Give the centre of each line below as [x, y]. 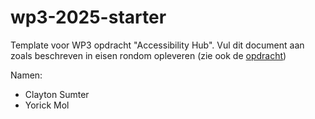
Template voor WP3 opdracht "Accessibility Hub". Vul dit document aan [157, 45]
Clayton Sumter [57, 94]
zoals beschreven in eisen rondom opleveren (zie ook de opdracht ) [148, 55]
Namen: [26, 75]
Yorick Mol [47, 105]
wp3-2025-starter [88, 17]
